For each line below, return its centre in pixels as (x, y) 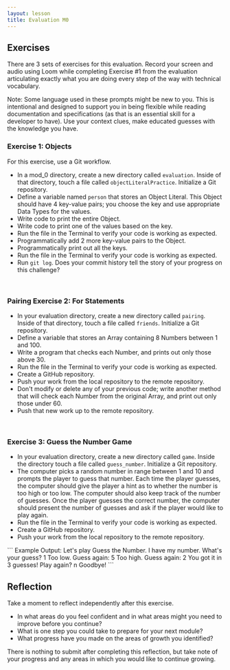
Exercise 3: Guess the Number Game (70, 442)
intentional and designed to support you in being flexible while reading (106, 107)
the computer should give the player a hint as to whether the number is (117, 486)
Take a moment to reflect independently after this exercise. (90, 603)
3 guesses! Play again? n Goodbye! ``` (61, 565)
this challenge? (38, 269)
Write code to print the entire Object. (69, 219)
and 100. (29, 345)
